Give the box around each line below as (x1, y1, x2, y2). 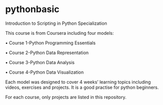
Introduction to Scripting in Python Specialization (5, 20, 107, 26)
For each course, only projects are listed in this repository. (5, 94, 127, 100)
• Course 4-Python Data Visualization (5, 69, 84, 75)
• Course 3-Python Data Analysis (5, 59, 75, 65)
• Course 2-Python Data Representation (5, 49, 89, 56)
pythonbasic (5, 4, 60, 15)
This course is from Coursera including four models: (5, 30, 114, 36)
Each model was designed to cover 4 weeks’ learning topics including (5, 79, 151, 85)
